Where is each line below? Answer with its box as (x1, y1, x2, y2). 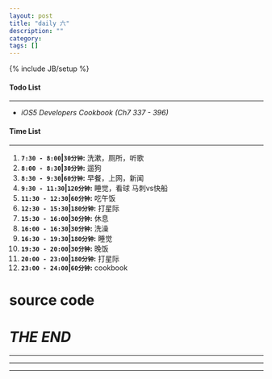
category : (9, 34, 43, 43)
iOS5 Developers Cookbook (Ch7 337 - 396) (20, 108, 169, 118)
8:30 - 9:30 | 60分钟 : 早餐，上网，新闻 (20, 173, 144, 182)
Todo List (9, 82, 41, 92)
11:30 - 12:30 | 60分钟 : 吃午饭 (20, 193, 116, 202)
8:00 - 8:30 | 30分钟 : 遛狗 (20, 163, 102, 173)
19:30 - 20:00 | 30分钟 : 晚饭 (20, 244, 109, 253)
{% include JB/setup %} (9, 64, 90, 73)
